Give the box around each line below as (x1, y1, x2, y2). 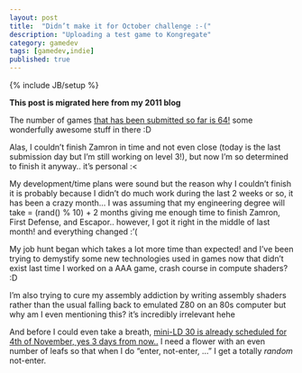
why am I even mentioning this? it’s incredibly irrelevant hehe (9, 309, 236, 320)
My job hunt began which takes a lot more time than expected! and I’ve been (9, 244, 294, 254)
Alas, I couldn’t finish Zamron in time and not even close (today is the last (9, 141, 281, 152)
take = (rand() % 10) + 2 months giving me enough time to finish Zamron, (9, 207, 281, 217)
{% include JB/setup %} (9, 80, 99, 90)
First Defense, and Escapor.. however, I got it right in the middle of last (9, 217, 270, 227)
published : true (9, 55, 70, 64)
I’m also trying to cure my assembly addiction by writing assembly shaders (9, 290, 287, 300)
